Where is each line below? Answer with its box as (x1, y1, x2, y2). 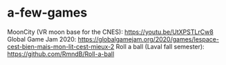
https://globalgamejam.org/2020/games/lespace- (77, 35, 220, 43)
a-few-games (7, 5, 88, 21)
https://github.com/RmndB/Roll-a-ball (7, 50, 115, 58)
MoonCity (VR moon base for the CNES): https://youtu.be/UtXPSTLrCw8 (7, 28, 214, 36)
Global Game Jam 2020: (7, 35, 77, 43)
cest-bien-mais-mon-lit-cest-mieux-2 (7, 42, 115, 50)
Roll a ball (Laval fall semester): (115, 42, 205, 50)
